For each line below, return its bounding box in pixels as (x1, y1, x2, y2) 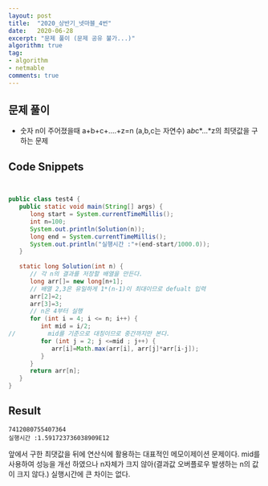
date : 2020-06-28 (8, 27, 74, 35)
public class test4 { (8, 195, 81, 203)
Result (8, 404, 42, 418)
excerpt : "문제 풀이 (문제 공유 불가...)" (8, 34, 136, 43)
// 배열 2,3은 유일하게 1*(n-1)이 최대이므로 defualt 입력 (29, 284, 206, 293)
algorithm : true (8, 42, 63, 50)
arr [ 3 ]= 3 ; (29, 300, 63, 308)
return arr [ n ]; (29, 367, 81, 375)
